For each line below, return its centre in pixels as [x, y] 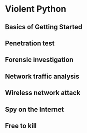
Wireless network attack [43, 93]
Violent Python [36, 9]
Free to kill [21, 125]
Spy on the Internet [35, 109]
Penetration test [30, 43]
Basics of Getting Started [44, 27]
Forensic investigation [39, 60]
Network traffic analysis [42, 76]
